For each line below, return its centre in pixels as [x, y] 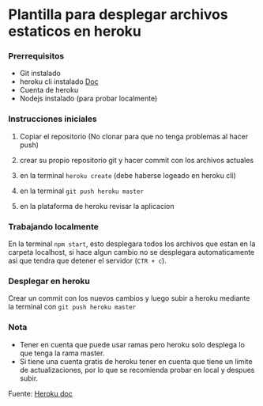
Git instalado [40, 74]
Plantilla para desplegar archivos [118, 15]
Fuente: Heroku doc [40, 393]
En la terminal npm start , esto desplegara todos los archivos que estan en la [132, 244]
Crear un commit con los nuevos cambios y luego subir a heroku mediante [129, 298]
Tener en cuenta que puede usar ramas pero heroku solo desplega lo [132, 344]
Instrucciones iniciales [53, 119]
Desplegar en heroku [49, 281]
